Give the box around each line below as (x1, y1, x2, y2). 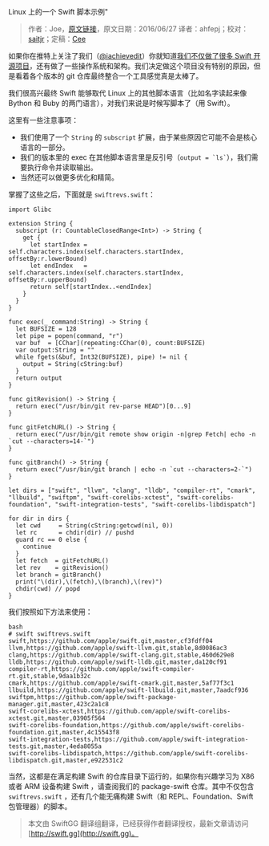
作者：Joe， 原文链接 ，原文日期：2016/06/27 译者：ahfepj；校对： (27, 24, 249, 34)
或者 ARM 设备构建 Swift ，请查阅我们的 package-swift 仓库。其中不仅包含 (8, 782, 255, 791)
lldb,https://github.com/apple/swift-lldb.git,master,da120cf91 (8, 658, 227, 666)
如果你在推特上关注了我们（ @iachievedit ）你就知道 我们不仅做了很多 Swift (8, 51, 252, 60)
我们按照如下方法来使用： (8, 607, 93, 616)
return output (15, 374, 62, 382)
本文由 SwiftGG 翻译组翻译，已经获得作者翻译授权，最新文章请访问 (27, 819, 249, 828)
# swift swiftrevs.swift (8, 630, 91, 638)
